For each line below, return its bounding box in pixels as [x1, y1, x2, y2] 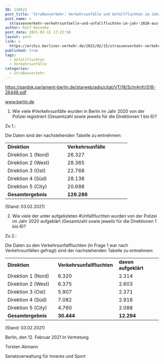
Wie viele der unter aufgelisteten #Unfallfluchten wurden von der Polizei [12, 213, 157, 219]
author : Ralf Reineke [5, 25, 49, 30]
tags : [5, 52, 16, 58]
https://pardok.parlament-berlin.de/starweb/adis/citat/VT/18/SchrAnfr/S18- [5, 84, 156, 90]
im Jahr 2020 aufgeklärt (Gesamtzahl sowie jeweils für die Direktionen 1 [12, 218, 157, 224]
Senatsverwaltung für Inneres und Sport [5, 353, 86, 359]
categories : [5, 66, 29, 71]
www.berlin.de [5, 99, 35, 105]
